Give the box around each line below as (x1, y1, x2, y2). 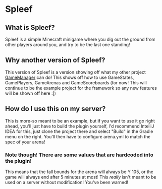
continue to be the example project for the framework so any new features (5, 85, 157, 91)
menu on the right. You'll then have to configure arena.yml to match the (5, 133, 151, 139)
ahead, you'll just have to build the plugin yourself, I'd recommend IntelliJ (5, 123, 155, 129)
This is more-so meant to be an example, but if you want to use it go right (5, 118, 155, 124)
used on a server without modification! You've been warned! (5, 179, 129, 185)
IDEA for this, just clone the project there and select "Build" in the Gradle (5, 128, 154, 134)
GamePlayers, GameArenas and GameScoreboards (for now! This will (5, 79, 147, 85)
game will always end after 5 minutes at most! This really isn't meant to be (5, 174, 157, 180)
